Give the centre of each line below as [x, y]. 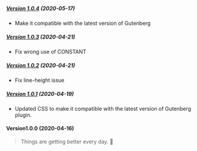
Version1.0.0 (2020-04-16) [40, 128]
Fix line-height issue [39, 80]
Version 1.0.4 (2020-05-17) [41, 8]
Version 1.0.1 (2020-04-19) [40, 94]
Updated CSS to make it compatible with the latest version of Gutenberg [103, 108]
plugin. [23, 115]
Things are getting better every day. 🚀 [67, 142]
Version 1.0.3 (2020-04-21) [41, 37]
